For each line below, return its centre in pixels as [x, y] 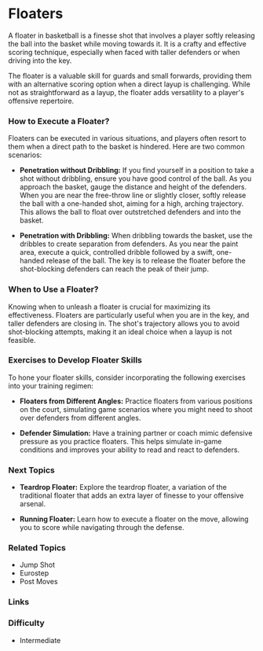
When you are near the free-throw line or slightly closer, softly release [133, 195]
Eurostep [34, 573]
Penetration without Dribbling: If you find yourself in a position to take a [137, 171]
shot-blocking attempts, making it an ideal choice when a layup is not [120, 332]
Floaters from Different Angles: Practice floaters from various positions [136, 401]
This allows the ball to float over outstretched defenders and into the [130, 212]
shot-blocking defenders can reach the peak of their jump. [114, 269]
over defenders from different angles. [80, 417]
